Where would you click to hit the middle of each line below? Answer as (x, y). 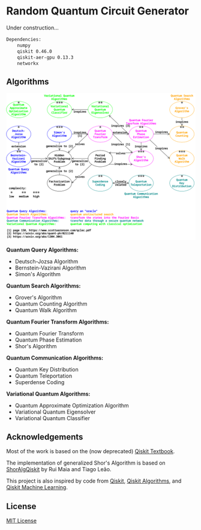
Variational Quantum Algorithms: (48, 394)
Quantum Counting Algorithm (51, 304)
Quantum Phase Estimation (48, 340)
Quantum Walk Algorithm (46, 310)
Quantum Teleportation (43, 376)
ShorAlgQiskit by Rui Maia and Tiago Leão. (59, 469)
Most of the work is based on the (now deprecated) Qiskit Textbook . (91, 451)
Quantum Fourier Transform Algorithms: (58, 322)
